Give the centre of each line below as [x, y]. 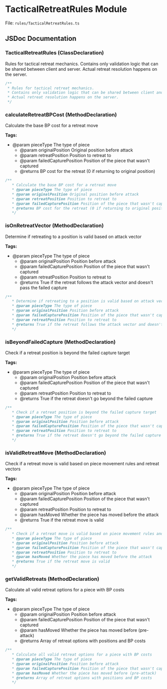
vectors [13, 469]
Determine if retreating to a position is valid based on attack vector [73, 236]
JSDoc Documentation [41, 39]
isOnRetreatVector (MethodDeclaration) [54, 226]
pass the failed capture [43, 287]
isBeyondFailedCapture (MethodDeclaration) [60, 342]
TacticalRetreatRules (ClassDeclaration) [55, 53]
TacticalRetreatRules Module [66, 9]
